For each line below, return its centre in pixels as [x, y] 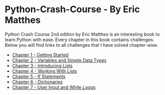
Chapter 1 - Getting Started [40, 55]
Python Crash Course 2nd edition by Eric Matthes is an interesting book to [82, 34]
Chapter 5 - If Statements [39, 76]
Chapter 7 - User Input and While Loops [54, 87]
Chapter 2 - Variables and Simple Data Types [59, 60]
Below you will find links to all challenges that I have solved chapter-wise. [81, 45]
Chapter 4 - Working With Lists [44, 71]
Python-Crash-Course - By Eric [72, 9]
